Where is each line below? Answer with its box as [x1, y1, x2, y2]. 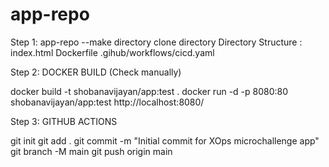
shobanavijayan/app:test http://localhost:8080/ [10, 96, 205, 108]
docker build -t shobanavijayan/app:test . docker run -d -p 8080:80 [10, 85, 289, 97]
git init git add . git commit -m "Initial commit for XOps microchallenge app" [10, 134, 320, 147]
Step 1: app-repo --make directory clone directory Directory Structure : [10, 36, 303, 48]
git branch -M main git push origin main [10, 145, 173, 157]
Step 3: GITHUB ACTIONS [10, 115, 118, 127]
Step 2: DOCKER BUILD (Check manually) [10, 66, 182, 78]
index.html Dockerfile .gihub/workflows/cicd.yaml [10, 46, 215, 58]
